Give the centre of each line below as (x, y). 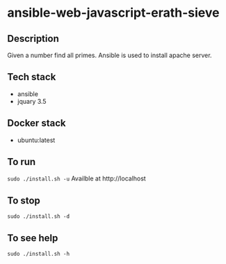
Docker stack (37, 123)
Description (33, 39)
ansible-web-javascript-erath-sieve (113, 13)
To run (22, 162)
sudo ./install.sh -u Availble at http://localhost (76, 178)
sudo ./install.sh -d (39, 217)
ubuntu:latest (36, 140)
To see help (33, 238)
